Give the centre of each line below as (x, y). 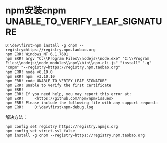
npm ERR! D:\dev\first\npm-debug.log (49, 107)
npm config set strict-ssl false (40, 131)
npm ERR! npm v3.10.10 (30, 76)
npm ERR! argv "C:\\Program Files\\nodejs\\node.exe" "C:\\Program (77, 58)
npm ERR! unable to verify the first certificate (58, 85)
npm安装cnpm (36, 10)
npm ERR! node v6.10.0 (29, 72)
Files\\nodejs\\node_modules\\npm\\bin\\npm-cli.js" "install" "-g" (78, 63)
